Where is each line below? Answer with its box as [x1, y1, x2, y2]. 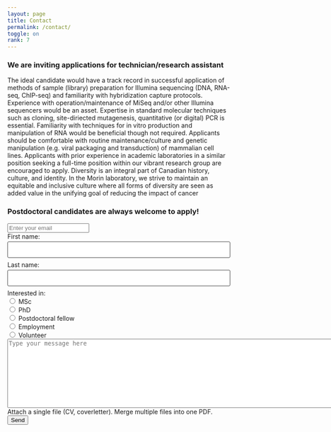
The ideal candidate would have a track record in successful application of [7, 76, 225, 85]
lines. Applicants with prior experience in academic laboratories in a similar [7, 152, 226, 160]
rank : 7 [7, 37, 30, 44]
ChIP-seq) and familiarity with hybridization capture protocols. [21, 91, 203, 100]
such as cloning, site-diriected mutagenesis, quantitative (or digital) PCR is [7, 114, 225, 123]
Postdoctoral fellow [18, 314, 75, 322]
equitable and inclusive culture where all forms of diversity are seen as [7, 181, 214, 190]
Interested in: [7, 288, 46, 297]
